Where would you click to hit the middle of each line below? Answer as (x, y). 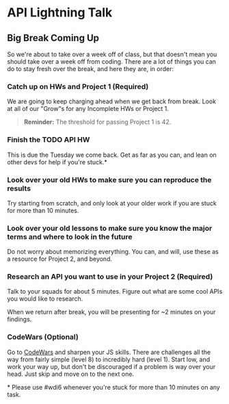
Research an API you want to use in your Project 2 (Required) (110, 277)
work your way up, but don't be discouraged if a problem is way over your (111, 366)
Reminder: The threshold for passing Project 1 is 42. (97, 122)
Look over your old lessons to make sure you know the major (110, 228)
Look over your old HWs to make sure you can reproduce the (109, 179)
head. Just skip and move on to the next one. (71, 374)
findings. (19, 319)
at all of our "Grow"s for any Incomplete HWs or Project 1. (88, 109)
